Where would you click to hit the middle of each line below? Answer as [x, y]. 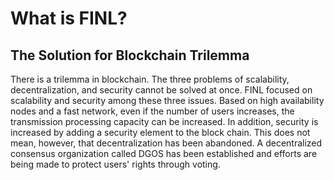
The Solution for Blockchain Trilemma [130, 55]
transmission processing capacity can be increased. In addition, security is [164, 121]
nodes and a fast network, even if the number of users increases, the [152, 111]
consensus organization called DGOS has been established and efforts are [164, 153]
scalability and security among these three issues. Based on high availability [167, 100]
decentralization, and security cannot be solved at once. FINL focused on [161, 90]
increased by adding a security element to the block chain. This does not [160, 132]
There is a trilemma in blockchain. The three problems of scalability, [150, 79]
